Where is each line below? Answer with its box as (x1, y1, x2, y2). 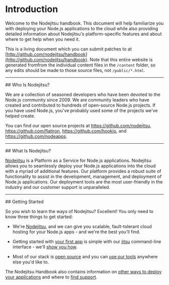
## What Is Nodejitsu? (5, 147, 51, 154)
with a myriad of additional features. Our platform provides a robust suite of (5, 168, 161, 174)
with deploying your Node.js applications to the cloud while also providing (5, 25, 158, 31)
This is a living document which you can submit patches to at (5, 46, 132, 52)
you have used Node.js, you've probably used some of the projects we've (5, 107, 158, 114)
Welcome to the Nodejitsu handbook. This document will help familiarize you (5, 20, 164, 26)
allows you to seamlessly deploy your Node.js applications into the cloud (5, 162, 156, 169)
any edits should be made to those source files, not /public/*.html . (5, 67, 146, 73)
